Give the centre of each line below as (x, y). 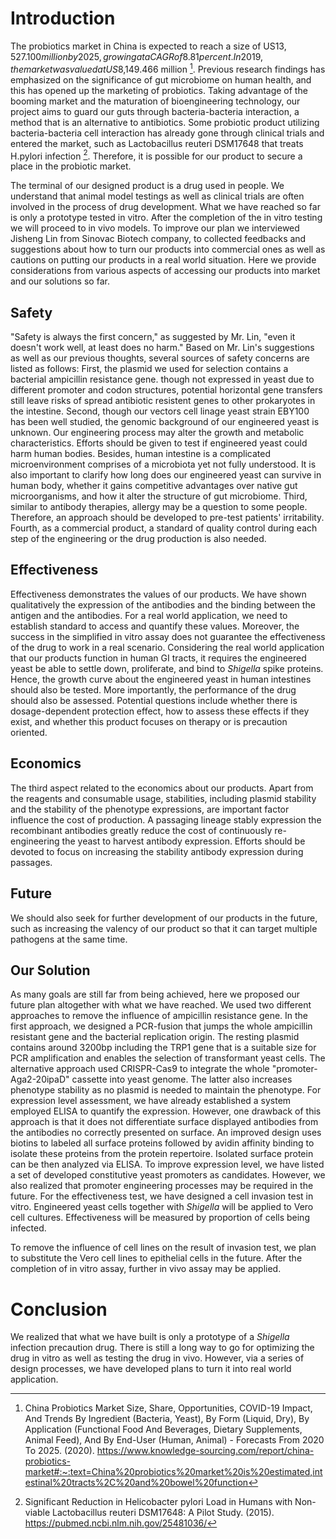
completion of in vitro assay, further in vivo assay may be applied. (146, 1269)
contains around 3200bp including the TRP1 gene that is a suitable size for (163, 1048)
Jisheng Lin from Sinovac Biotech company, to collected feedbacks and (158, 239)
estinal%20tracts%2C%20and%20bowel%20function (136, 1483)
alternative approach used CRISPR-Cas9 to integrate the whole (140, 1069)
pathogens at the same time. (69, 939)
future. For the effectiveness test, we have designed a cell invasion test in (162, 1196)
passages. (31, 862)
